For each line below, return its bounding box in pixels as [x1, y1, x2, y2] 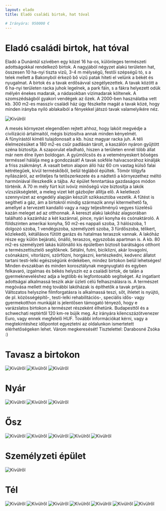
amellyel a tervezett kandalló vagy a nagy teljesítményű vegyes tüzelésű [5, 205, 153, 211]
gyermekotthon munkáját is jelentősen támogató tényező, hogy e [5, 300, 138, 306]
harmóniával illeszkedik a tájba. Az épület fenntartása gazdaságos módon [5, 178, 156, 184]
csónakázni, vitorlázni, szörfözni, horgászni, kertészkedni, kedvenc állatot [5, 252, 156, 258]
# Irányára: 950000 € [5, 21, 50, 26]
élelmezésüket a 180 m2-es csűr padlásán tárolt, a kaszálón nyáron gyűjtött [5, 141, 160, 147]
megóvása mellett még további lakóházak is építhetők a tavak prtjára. [5, 284, 147, 290]
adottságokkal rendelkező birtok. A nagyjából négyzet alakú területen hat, [5, 64, 156, 70]
